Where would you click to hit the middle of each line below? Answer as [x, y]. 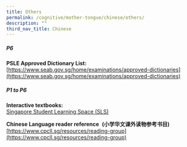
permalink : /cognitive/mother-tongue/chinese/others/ [76, 18]
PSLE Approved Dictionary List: [46, 64]
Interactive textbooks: [35, 105]
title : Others [24, 12]
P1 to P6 [17, 90]
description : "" [27, 23]
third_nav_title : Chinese [39, 29]
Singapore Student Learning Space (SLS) [57, 112]
